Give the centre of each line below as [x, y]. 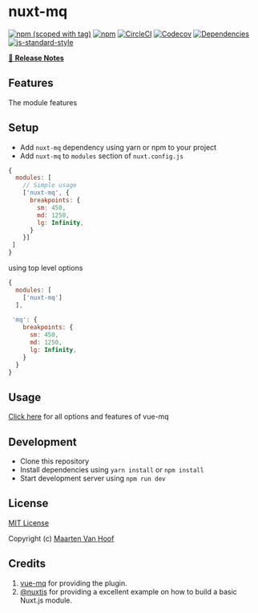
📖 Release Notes [36, 58]
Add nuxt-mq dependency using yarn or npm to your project [118, 147]
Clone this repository [54, 461]
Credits [27, 564]
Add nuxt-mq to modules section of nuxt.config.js [102, 156]
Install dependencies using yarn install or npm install [112, 470]
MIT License [29, 523]
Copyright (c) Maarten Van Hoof [61, 538]
